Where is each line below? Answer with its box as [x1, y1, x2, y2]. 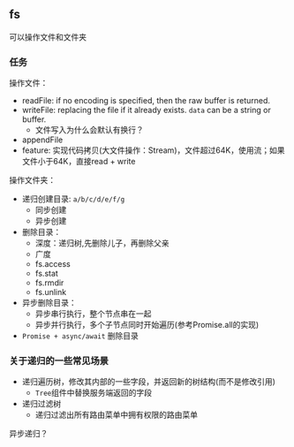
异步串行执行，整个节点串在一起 [34, 308, 152, 319]
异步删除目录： [21, 298, 77, 308]
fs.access [34, 259, 71, 269]
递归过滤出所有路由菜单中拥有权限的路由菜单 [34, 410, 199, 420]
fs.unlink [34, 287, 67, 298]
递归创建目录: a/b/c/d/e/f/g [21, 193, 125, 204]
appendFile [21, 134, 64, 145]
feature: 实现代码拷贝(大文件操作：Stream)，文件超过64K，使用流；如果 [21, 145, 285, 155]
